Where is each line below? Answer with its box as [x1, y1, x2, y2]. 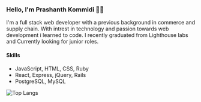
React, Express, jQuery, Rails [14, 71, 86, 78]
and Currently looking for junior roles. [6, 38, 99, 45]
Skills [6, 51, 20, 58]
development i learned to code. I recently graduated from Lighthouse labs [6, 32, 188, 39]
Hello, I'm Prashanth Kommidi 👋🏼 [6, 5, 104, 14]
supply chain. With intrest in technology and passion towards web [6, 25, 169, 32]
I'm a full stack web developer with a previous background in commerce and [6, 19, 196, 26]
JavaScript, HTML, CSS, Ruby [14, 65, 89, 72]
